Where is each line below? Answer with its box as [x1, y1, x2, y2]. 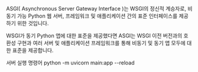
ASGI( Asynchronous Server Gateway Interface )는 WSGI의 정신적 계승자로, [6, 5, 187, 12]
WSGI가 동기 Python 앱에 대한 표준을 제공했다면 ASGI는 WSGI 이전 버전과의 [6, 32, 183, 39]
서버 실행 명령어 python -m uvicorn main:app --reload [6, 59, 135, 66]
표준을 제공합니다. [12, 47, 54, 54]
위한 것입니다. [17, 20, 49, 26]
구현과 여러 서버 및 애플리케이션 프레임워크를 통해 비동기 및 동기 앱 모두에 [17, 40, 186, 46]
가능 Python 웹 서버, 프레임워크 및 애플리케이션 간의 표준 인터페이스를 [17, 12, 178, 19]
